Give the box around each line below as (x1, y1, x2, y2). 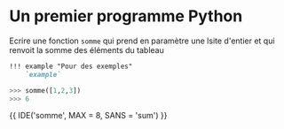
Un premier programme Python (9, 6, 243, 27)
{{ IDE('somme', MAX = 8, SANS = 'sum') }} (9, 110, 168, 121)
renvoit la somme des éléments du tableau (9, 44, 164, 55)
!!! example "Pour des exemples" (9, 62, 133, 71)
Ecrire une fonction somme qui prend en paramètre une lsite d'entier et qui (9, 35, 275, 46)
